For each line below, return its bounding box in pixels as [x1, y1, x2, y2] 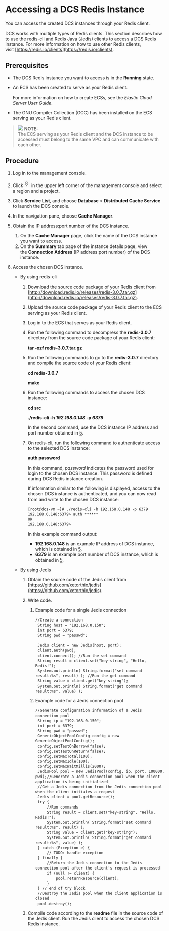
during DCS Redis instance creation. [27, 475, 104, 481]
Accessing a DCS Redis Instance [5, 4, 145, 15]
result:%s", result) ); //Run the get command [35, 673, 136, 678]
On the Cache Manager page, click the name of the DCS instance [20, 232, 158, 238]
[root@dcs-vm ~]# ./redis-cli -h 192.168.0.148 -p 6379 [27, 507, 148, 512]
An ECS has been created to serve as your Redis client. [12, 84, 128, 90]
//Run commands [46, 804, 79, 810]
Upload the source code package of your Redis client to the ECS [27, 304, 162, 311]
